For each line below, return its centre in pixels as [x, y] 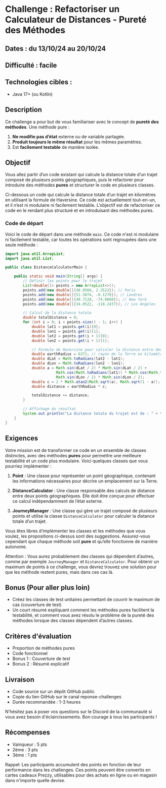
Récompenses [28, 732]
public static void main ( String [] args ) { [58, 276]
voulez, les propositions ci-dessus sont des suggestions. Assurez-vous [78, 536]
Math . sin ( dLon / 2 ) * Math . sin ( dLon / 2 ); [100, 377]
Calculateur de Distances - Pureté [76, 20]
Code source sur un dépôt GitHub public [53, 691]
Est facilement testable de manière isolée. [56, 147]
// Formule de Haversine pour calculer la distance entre [92, 350]
